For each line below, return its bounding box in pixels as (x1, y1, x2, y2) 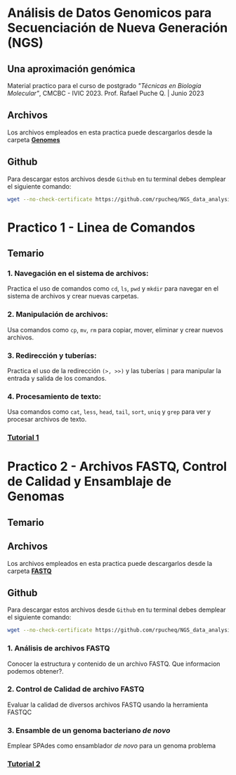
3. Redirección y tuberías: (7, 351, 97, 360)
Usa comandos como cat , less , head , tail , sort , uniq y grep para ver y (7, 408, 211, 416)
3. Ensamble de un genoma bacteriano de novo (7, 725, 171, 735)
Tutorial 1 (7, 433, 39, 443)
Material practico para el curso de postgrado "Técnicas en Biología (7, 82, 202, 89)
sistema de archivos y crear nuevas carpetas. (7, 292, 139, 301)
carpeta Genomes (7, 135, 60, 144)
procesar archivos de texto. (7, 415, 87, 424)
